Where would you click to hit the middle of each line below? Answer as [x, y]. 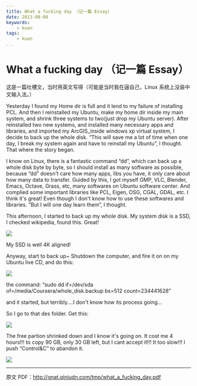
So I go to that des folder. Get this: [47, 313]
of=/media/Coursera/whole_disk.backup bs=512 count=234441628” [89, 290]
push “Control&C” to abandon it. [45, 348]
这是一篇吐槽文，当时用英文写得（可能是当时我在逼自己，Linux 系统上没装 [96, 87]
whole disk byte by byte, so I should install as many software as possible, [94, 167]
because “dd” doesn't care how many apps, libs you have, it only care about [98, 173]
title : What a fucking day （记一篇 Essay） [59, 11]
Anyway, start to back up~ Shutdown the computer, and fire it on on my [92, 256]
